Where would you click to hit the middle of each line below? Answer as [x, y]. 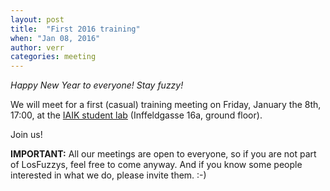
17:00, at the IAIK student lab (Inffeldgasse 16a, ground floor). [136, 115]
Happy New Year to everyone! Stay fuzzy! [97, 85]
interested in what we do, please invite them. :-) [108, 175]
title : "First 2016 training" [75, 29]
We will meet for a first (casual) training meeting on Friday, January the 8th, [166, 105]
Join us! [26, 135]
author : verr [37, 47]
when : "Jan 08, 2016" [55, 38]
